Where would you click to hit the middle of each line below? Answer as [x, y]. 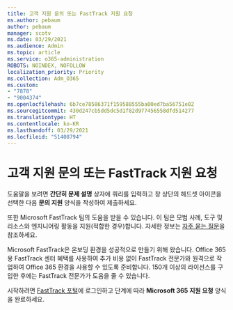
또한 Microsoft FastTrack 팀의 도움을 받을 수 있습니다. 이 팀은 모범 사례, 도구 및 [115, 217]
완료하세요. [30, 300]
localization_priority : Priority [56, 72]
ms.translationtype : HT [42, 117]
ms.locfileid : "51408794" [45, 137]
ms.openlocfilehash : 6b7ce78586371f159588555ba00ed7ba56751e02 [101, 104]
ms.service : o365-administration [56, 59]
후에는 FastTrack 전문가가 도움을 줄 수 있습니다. [85, 276]
